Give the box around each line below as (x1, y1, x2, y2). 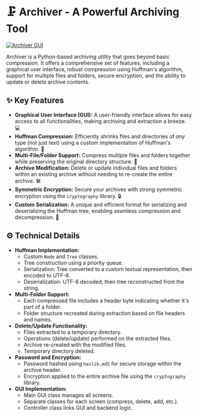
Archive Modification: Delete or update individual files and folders (14, 164, 177, 171)
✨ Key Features (6, 96, 64, 106)
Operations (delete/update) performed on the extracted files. (23, 335, 172, 342)
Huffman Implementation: (14, 246, 80, 253)
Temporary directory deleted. (23, 347, 96, 354)
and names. (23, 316, 53, 323)
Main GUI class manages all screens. (23, 391, 113, 399)
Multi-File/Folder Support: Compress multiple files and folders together (14, 151, 191, 158)
